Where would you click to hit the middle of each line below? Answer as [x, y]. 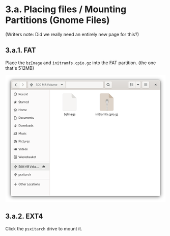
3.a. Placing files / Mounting [66, 9]
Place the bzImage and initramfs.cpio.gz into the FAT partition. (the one [81, 63]
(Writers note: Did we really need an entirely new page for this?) [72, 34]
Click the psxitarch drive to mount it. [44, 228]
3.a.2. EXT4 [24, 216]
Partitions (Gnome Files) [58, 20]
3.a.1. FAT [21, 50]
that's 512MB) [20, 68]
